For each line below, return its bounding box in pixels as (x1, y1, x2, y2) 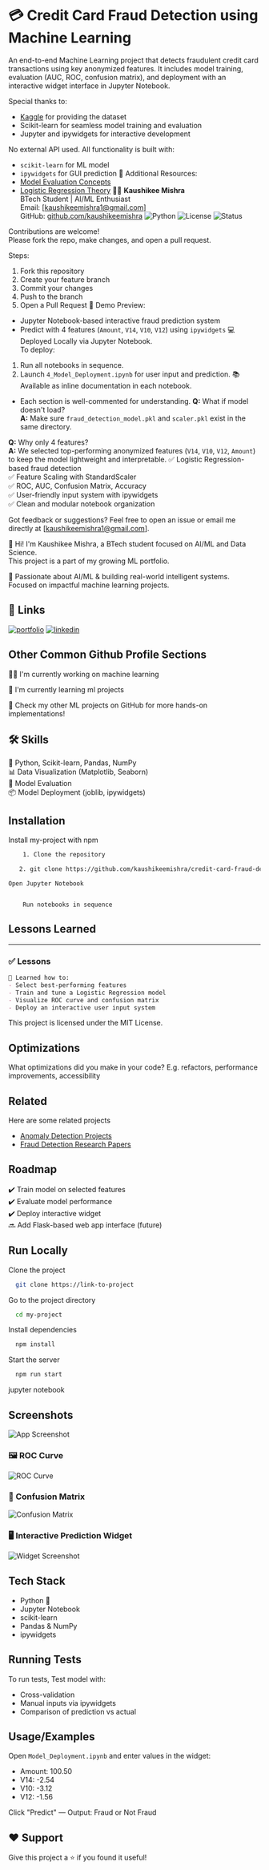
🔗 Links (8, 603, 46, 617)
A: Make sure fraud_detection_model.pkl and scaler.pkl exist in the (19, 413, 247, 423)
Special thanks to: (8, 96, 68, 106)
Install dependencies (8, 1325, 78, 1335)
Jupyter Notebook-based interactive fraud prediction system (19, 316, 221, 325)
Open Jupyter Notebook (8, 879, 84, 888)
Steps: (8, 250, 30, 260)
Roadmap (8, 1163, 58, 1176)
